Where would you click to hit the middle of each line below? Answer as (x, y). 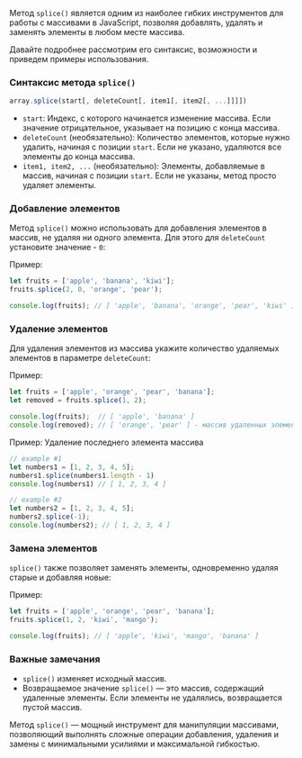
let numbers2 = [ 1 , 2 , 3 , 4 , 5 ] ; (72, 509)
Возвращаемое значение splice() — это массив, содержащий (143, 689)
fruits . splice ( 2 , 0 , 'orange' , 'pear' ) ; (86, 290)
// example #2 (36, 500)
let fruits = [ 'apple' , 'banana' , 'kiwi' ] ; (92, 281)
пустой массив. (52, 708)
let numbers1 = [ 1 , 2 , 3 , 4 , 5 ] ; (72, 467)
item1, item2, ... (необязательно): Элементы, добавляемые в (143, 167)
